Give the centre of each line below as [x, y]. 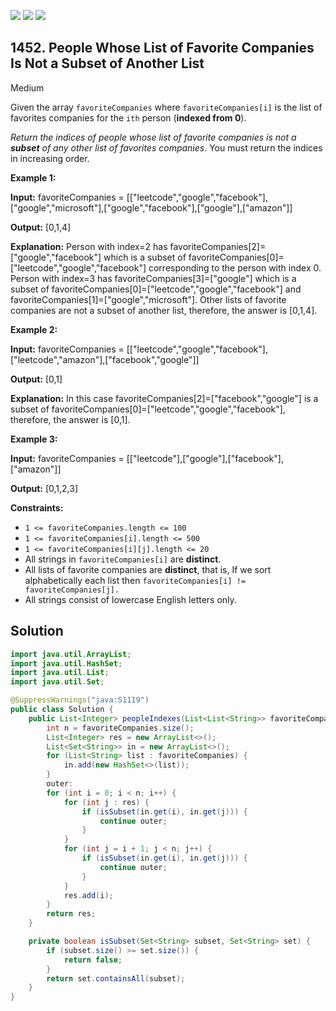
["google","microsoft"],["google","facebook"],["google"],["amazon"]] [151, 207]
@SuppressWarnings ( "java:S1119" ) [80, 700]
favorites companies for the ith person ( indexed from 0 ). [128, 117]
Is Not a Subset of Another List [107, 63]
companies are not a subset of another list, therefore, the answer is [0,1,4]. [164, 310]
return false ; [93, 960]
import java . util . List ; [60, 673]
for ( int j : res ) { [106, 802]
